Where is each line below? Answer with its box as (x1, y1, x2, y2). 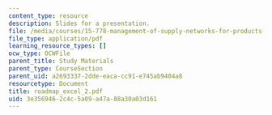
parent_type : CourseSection (8, 65, 104, 73)
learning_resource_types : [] (8, 42, 107, 50)
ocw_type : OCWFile (8, 49, 70, 57)
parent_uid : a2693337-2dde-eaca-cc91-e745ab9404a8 (8, 72, 183, 80)
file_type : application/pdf (8, 34, 104, 43)
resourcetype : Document (8, 79, 89, 87)
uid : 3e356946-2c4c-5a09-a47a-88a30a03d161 (8, 95, 158, 103)
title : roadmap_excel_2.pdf (8, 87, 104, 96)
